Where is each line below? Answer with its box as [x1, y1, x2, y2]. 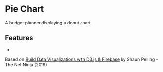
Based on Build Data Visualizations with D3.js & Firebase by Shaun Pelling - [5, 56, 158, 62]
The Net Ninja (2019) [5, 61, 48, 67]
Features [5, 34, 33, 42]
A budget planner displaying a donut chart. [5, 20, 92, 25]
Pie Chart [5, 3, 44, 15]
